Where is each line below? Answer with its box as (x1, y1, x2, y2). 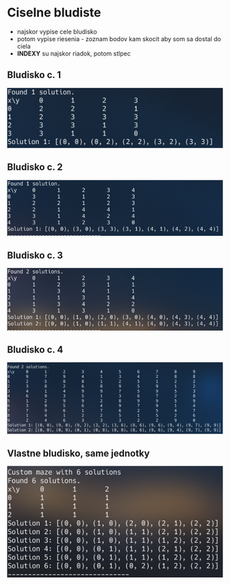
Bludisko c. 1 (7, 69, 62, 81)
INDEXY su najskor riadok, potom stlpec (16, 49, 131, 58)
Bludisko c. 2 (7, 161, 63, 173)
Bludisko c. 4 (7, 344, 64, 355)
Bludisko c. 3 (7, 249, 64, 261)
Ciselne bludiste (7, 5, 101, 21)
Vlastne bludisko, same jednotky (7, 447, 150, 459)
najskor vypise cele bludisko (16, 27, 97, 36)
